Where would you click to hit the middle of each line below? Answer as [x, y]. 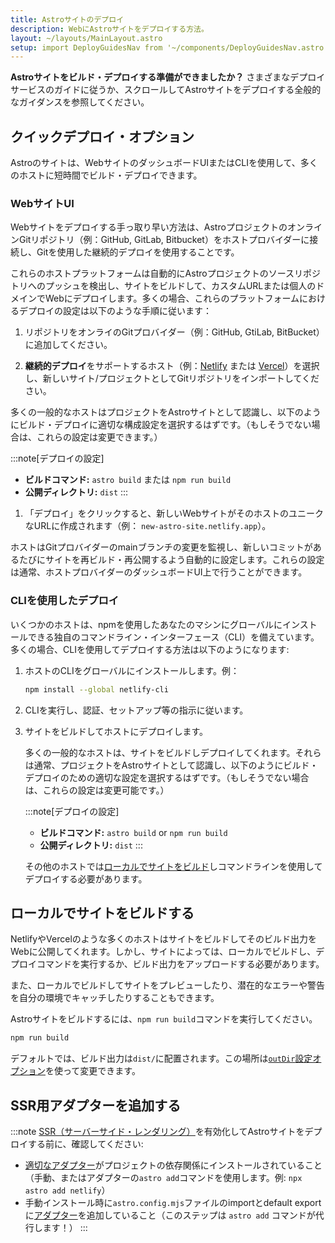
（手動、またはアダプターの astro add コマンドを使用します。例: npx [163, 1178]
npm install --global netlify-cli [96, 689]
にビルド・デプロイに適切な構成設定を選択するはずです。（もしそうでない [161, 425]
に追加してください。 [68, 345]
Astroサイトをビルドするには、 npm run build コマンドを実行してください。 [164, 1019]
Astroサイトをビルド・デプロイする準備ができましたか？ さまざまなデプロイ [168, 77]
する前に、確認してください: [85, 1144]
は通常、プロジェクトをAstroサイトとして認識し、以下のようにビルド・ [171, 765]
